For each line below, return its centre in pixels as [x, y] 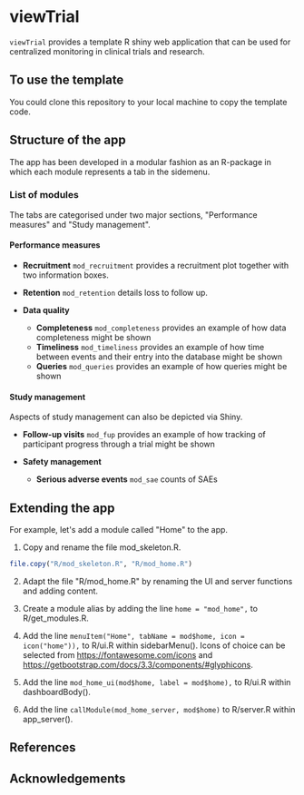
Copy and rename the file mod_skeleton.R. [102, 547]
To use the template [67, 80]
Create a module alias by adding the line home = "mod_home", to [140, 608]
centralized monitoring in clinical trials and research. [107, 51]
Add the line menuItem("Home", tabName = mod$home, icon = [133, 635]
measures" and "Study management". [80, 224]
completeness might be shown [93, 338]
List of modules [44, 195]
